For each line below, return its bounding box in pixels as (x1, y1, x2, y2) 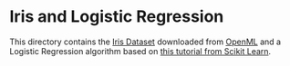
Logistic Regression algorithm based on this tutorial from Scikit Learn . (9, 45, 272, 56)
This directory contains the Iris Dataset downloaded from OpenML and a (9, 36, 281, 47)
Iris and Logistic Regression (9, 6, 224, 27)
